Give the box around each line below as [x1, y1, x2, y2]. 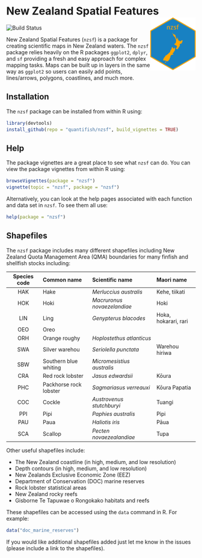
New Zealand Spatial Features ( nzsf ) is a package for [6, 36, 138, 43]
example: [6, 515, 29, 522]
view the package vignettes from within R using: [6, 166, 126, 173]
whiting [43, 364, 61, 371]
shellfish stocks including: [6, 259, 71, 266]
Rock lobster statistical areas [14, 484, 87, 491]
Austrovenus [92, 395, 124, 403]
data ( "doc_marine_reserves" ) [6, 527, 79, 533]
